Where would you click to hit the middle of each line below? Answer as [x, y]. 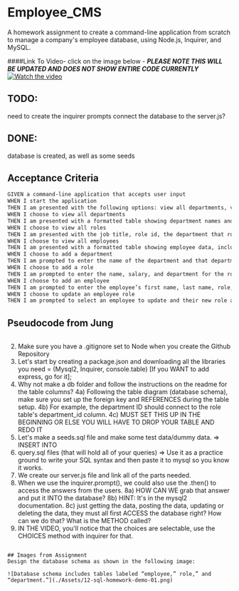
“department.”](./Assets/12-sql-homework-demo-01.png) [90, 580]
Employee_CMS [54, 12]
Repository [33, 354]
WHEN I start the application [52, 201]
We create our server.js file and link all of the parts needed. [104, 475]
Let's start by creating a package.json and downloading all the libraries [122, 362]
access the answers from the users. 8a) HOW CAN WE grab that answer [123, 490]
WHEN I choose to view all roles [57, 228]
